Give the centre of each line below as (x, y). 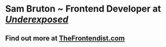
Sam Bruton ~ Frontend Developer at (83, 9)
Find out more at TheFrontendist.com (65, 38)
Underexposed (37, 19)
